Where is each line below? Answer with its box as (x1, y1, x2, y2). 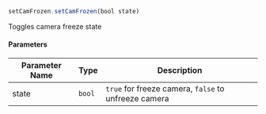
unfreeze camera (105, 93, 169, 104)
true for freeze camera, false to (105, 83, 225, 94)
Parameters (8, 40, 47, 49)
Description (157, 65, 203, 76)
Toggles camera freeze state (8, 21, 102, 31)
